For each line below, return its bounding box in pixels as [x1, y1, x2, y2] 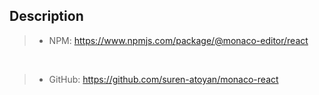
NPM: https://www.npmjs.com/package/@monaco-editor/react [48, 34, 309, 46]
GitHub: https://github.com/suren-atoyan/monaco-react [48, 73, 279, 85]
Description [9, 8, 84, 25]
